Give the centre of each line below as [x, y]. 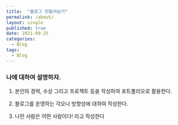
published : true [26, 28]
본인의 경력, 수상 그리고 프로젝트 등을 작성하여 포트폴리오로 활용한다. [93, 91]
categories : [21, 39]
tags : [13, 50]
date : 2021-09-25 [27, 34]
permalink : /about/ [30, 17]
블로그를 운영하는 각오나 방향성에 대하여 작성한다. [71, 103]
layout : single [25, 22]
